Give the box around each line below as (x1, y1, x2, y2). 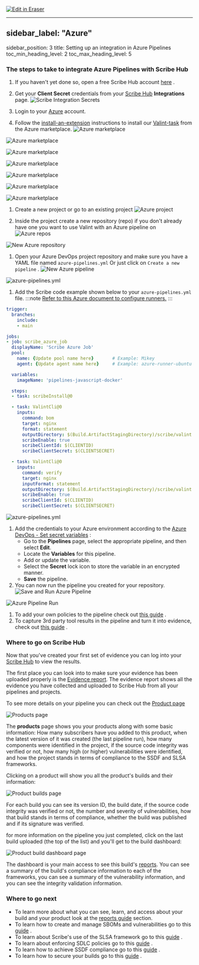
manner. (23, 569, 44, 576)
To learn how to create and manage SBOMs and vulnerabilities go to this (14, 921, 191, 928)
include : (17, 317, 38, 323)
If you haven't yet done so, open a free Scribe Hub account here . (14, 79, 175, 86)
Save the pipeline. (23, 575, 68, 583)
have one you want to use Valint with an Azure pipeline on (14, 224, 156, 231)
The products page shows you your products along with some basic (6, 723, 174, 730)
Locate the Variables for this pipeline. (23, 550, 116, 557)
